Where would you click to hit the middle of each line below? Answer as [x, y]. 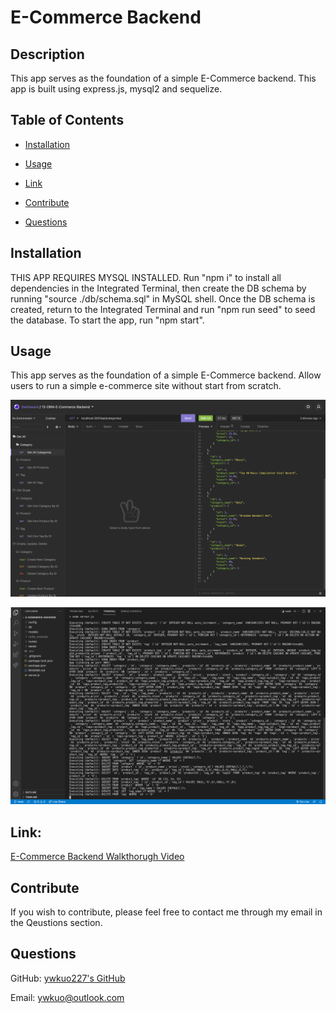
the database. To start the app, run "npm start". [107, 320]
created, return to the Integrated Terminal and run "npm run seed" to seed [163, 309]
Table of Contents [67, 120]
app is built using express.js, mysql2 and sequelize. [116, 89]
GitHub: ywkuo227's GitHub [68, 978]
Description [47, 54]
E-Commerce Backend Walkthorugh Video [97, 857]
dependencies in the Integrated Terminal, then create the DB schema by [158, 288]
